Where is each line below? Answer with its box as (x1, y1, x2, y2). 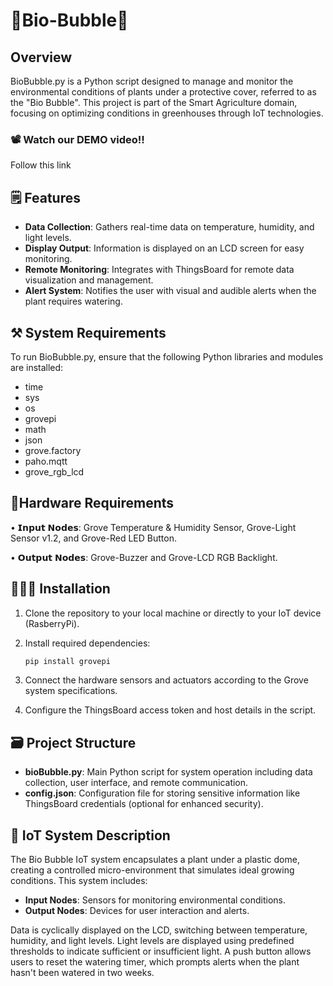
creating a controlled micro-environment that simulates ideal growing (10, 864, 295, 876)
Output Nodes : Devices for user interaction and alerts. (24, 905, 250, 917)
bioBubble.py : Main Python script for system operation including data (24, 766, 313, 778)
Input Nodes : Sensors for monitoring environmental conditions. (24, 894, 287, 906)
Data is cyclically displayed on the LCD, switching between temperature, (10, 924, 308, 936)
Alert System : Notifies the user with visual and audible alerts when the (24, 285, 317, 297)
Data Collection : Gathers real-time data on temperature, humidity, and (24, 221, 315, 233)
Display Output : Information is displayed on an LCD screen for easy (24, 242, 305, 254)
